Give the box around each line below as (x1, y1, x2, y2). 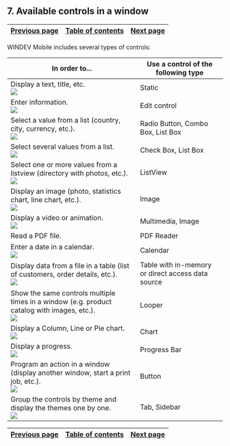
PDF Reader (140, 231, 179, 240)
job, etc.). (10, 376, 41, 386)
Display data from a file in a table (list (10, 260, 130, 270)
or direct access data (140, 269, 208, 278)
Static (140, 82, 159, 92)
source (140, 277, 163, 286)
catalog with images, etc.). (10, 305, 96, 314)
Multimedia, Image (140, 216, 200, 225)
